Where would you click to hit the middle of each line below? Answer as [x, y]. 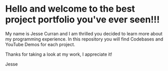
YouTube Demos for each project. [40, 44]
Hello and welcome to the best [70, 9]
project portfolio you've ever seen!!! [83, 20]
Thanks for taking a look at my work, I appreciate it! [59, 54]
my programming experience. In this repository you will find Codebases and [84, 39]
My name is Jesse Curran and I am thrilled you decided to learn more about [84, 33]
